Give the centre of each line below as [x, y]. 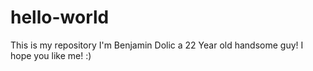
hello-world [60, 17]
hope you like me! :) [51, 55]
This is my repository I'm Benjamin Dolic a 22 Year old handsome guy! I [157, 45]
